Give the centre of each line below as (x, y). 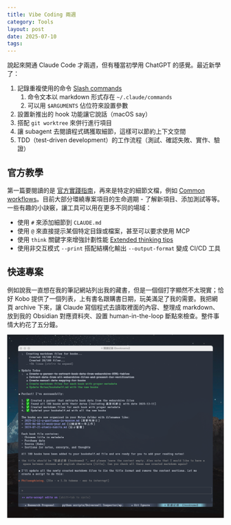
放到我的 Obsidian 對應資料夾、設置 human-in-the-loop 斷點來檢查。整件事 (113, 316)
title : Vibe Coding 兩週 (42, 14)
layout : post (26, 29)
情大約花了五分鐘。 (34, 324)
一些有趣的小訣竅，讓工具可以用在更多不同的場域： (79, 208)
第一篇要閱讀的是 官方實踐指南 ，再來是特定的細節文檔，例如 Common (106, 190)
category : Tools (30, 22)
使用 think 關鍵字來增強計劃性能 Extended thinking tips (95, 239)
